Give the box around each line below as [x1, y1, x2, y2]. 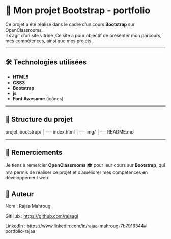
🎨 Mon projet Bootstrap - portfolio [5, 5, 151, 16]
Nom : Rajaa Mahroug [5, 203, 51, 209]
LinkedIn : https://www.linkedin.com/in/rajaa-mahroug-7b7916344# [5, 223, 147, 229]
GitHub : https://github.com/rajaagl [5, 213, 78, 219]
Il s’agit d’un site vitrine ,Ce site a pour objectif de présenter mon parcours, [5, 32, 162, 38]
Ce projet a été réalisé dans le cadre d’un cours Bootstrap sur [5, 21, 135, 28]
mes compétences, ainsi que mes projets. [5, 38, 93, 44]
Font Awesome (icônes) [12, 95, 64, 101]
